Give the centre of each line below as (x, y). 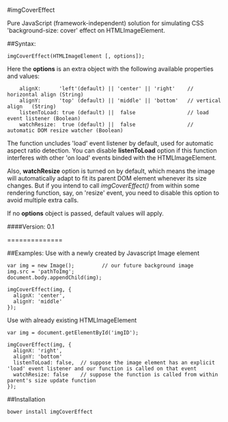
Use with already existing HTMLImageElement (72, 320)
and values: (23, 76)
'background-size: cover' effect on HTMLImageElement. (86, 30)
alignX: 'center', (40, 295)
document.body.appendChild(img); (55, 278)
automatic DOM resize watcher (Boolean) (66, 131)
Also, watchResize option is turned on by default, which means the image (111, 171)
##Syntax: (22, 43)
